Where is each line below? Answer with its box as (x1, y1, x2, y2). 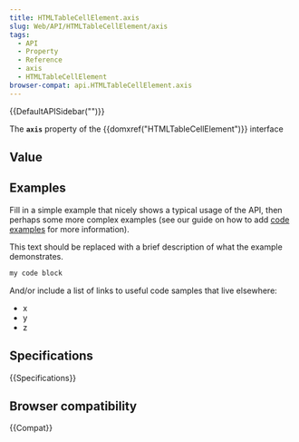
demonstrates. (9, 250, 63, 261)
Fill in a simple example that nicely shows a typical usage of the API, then (9, 204, 283, 215)
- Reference (17, 55, 63, 64)
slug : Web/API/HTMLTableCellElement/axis (9, 22, 169, 31)
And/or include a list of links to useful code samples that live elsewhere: (9, 285, 278, 296)
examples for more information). (9, 223, 130, 234)
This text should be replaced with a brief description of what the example (9, 241, 283, 252)
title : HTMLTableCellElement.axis (9, 13, 140, 23)
